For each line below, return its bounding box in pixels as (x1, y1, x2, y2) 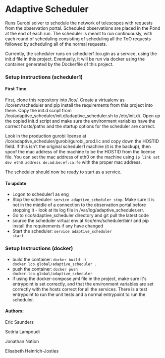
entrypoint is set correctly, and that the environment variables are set (12, 281, 154, 286)
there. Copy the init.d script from (5, 108, 72, 114)
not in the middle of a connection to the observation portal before (12, 202, 146, 208)
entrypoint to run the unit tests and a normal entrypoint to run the (12, 291, 146, 297)
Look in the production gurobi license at (5, 133, 87, 139)
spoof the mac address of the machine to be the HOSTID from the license (5, 149, 156, 155)
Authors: (5, 308, 24, 314)
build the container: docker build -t (12, 256, 87, 262)
